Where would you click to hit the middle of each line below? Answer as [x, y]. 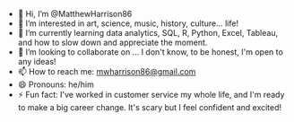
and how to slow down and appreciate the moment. [112, 42]
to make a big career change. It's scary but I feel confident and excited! [150, 107]
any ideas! [37, 61]
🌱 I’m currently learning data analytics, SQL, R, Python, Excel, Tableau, [148, 33]
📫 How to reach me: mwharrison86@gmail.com [107, 71]
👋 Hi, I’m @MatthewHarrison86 [75, 14]
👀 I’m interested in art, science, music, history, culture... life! [128, 23]
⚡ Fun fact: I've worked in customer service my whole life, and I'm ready [151, 95]
